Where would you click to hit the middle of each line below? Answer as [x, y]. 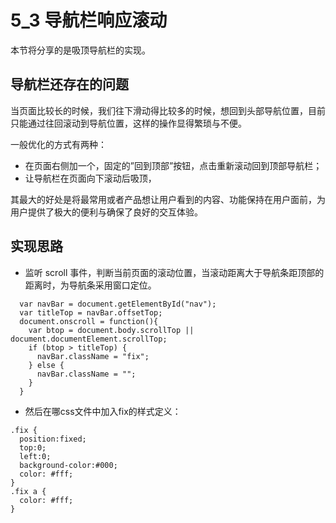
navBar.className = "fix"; [93, 356]
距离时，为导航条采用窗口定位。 [90, 285]
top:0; [33, 447]
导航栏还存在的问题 [69, 84]
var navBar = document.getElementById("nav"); [118, 304]
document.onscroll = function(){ [89, 321]
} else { [46, 365]
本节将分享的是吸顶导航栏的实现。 [80, 50]
